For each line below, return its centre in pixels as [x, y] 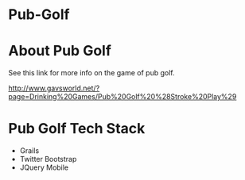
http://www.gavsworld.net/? [54, 88]
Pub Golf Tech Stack [77, 129]
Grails [29, 151]
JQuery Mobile [44, 167]
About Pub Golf [60, 51]
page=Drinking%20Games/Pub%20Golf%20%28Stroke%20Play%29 [122, 97]
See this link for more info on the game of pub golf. [91, 73]
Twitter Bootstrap [48, 159]
